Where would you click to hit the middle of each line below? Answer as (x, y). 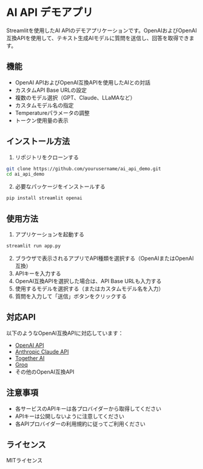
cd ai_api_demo (25, 174)
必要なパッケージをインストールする (60, 187)
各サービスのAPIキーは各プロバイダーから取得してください (88, 408)
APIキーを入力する (38, 273)
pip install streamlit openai (45, 198)
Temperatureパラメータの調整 (52, 112)
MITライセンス (25, 460)
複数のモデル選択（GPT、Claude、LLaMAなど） (75, 97)
